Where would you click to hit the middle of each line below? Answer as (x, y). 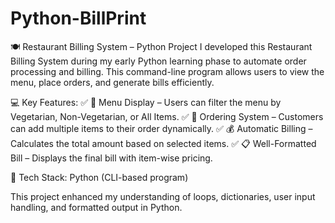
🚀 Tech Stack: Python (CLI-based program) (99, 177)
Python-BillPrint (78, 18)
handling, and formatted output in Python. (96, 207)
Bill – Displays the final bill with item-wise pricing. (111, 158)
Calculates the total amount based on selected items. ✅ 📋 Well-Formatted (163, 143)
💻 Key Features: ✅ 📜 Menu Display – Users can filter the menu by (146, 102)
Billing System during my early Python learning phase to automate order (158, 61)
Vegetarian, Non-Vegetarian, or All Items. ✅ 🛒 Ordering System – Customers (167, 116)
